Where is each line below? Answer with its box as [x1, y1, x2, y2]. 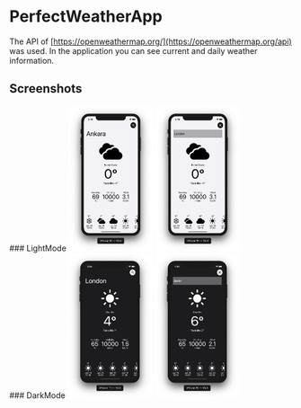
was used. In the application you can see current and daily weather [9, 45, 258, 56]
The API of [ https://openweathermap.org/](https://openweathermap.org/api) [9, 36, 292, 47]
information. [9, 55, 55, 66]
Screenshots [9, 81, 83, 96]
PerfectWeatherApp [9, 6, 164, 27]
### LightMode [9, 243, 67, 253]
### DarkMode [9, 389, 66, 401]
